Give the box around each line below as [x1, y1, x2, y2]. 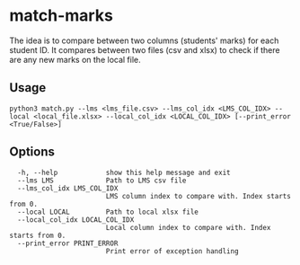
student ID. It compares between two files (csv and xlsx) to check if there [9, 44, 280, 55]
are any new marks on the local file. [9, 54, 141, 65]
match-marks [9, 5, 114, 26]
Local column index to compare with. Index [105, 223, 271, 232]
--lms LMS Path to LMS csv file [17, 176, 187, 185]
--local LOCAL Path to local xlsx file [17, 208, 199, 216]
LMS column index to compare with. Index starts [105, 191, 292, 200]
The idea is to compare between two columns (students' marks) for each [9, 35, 279, 46]
